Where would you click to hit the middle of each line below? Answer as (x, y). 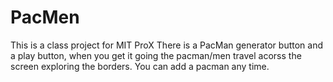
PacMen (45, 17)
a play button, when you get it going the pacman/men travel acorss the (156, 55)
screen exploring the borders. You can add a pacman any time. (140, 66)
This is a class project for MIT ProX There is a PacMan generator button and (167, 45)
